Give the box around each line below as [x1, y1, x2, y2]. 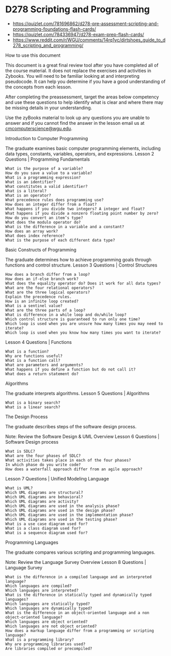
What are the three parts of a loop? [5, 308, 86, 313]
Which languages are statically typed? [5, 601, 90, 606]
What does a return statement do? [5, 371, 79, 377]
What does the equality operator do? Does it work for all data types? [5, 280, 161, 286]
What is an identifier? [5, 179, 56, 185]
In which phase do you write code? [5, 462, 81, 467]
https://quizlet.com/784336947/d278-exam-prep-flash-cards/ [12, 31, 144, 37]
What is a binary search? [5, 400, 60, 405]
